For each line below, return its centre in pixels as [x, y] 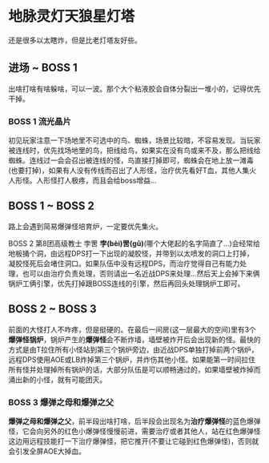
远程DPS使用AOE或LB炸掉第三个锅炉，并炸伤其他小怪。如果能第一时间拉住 [132, 359]
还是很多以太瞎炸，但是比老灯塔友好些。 [75, 40]
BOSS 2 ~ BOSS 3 [53, 309]
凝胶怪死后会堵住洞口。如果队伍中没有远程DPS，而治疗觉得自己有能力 [124, 263]
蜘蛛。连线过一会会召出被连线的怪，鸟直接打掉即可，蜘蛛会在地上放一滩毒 [131, 160]
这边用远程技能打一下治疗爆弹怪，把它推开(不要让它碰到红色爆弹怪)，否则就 [134, 441]
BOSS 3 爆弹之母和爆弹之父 [61, 402]
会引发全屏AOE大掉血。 [47, 451]
